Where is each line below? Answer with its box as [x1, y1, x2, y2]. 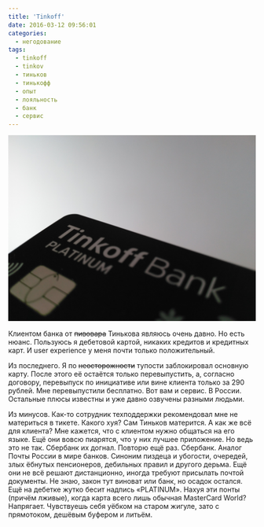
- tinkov [15, 63, 44, 71]
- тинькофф [15, 79, 51, 87]
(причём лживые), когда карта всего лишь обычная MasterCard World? [8, 493, 247, 503]
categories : [8, 29, 47, 37]
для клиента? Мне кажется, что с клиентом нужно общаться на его [8, 426, 235, 436]
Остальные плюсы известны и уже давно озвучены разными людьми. [8, 394, 245, 404]
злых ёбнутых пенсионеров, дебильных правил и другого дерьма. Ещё [8, 460, 247, 470]
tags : [8, 46, 26, 54]
